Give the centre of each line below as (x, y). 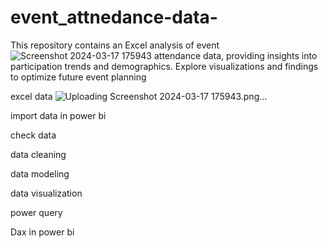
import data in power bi (58, 115)
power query (36, 212)
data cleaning (38, 154)
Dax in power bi (42, 232)
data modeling (40, 173)
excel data (31, 96)
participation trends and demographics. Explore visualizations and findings (164, 66)
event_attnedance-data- (114, 17)
